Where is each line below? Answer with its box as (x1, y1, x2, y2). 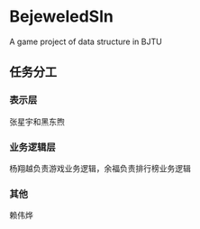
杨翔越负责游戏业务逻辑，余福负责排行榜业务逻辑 (9, 162, 191, 173)
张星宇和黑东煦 (9, 115, 65, 127)
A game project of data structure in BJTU (9, 36, 162, 47)
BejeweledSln (9, 6, 114, 27)
